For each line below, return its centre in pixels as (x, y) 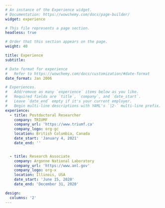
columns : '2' (23, 198)
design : (13, 193)
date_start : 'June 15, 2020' (44, 180)
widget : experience (25, 19)
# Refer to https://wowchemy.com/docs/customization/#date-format (78, 74)
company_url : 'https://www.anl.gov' (52, 166)
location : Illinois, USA (40, 175)
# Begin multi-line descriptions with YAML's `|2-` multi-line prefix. (83, 106)
